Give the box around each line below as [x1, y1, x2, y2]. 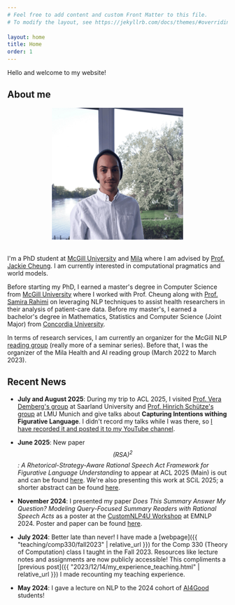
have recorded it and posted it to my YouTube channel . [17, 424, 176, 433]
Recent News [7, 376, 66, 388]
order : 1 [7, 48, 33, 55]
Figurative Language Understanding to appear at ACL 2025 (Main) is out [17, 468, 227, 477]
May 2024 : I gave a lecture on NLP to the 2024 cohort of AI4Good [17, 584, 209, 592]
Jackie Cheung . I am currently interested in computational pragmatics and [7, 261, 221, 270]
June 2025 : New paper [17, 438, 85, 447]
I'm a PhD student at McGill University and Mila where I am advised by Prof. [7, 254, 225, 262]
